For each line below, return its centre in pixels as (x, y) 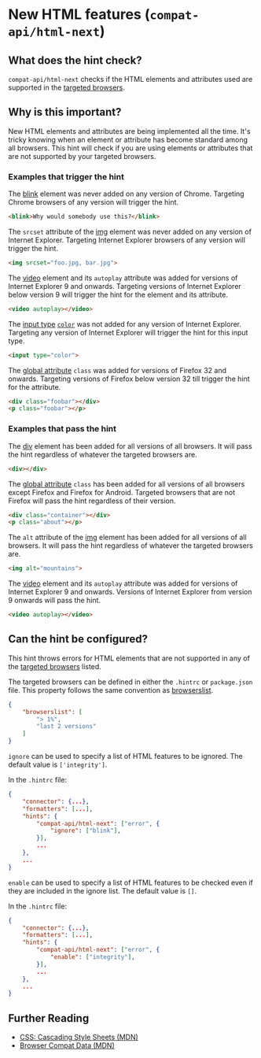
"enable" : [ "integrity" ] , (92, 957)
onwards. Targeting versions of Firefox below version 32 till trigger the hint (129, 379)
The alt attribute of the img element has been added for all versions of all (127, 538)
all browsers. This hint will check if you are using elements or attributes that (130, 148)
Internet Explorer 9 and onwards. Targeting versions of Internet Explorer (125, 286)
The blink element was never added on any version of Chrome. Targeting (127, 194)
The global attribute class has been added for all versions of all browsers (127, 484)
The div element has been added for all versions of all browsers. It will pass (130, 446)
